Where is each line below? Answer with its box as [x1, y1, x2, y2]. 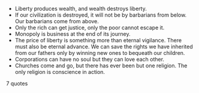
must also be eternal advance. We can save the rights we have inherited [14, 43, 193, 50]
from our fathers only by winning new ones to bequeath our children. [14, 49, 185, 56]
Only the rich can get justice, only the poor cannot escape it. [14, 24, 165, 31]
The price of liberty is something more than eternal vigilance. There [14, 37, 182, 44]
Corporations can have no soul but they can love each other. [14, 56, 165, 63]
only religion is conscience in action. [14, 69, 105, 75]
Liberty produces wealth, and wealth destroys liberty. [14, 5, 147, 12]
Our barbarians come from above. [14, 18, 99, 24]
